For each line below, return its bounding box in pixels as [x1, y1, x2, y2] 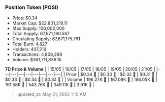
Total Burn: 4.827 [12, 41, 48, 47]
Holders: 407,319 [12, 46, 47, 52]
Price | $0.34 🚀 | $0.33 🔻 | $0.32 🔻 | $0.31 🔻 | [66, 72, 158, 77]
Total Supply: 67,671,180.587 [12, 31, 70, 37]
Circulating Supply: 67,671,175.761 [12, 36, 80, 42]
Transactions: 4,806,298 [12, 51, 63, 57]
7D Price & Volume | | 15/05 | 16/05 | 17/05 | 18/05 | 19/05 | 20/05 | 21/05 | [5, 66, 156, 72]
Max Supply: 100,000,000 [12, 25, 65, 31]
